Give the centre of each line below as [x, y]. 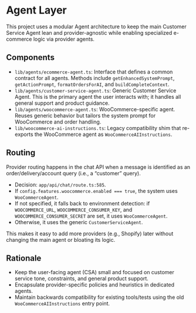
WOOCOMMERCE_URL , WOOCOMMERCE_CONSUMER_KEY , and [73, 209]
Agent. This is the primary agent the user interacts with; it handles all [98, 96]
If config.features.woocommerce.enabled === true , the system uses [96, 191]
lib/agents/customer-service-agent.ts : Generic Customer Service [95, 90]
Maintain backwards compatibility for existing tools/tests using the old [99, 297]
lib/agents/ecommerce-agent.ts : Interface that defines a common [94, 72]
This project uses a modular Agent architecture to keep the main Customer [96, 26]
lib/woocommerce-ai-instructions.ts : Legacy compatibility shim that [98, 128]
